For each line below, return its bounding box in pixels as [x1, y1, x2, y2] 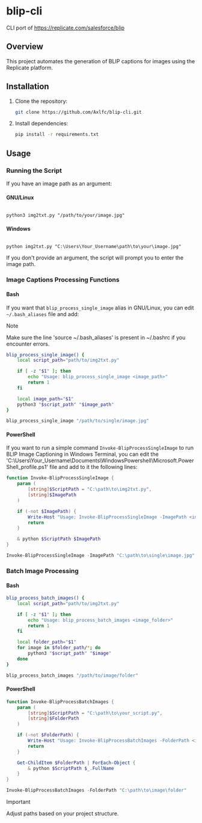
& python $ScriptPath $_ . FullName [28, 765, 114, 771]
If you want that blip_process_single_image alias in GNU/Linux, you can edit [6, 304, 194, 311]
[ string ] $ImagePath [28, 492, 77, 498]
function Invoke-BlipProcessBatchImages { [6, 698, 114, 705]
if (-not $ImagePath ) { [17, 508, 77, 514]
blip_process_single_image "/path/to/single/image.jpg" [6, 418, 149, 424]
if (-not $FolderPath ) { [17, 732, 79, 738]
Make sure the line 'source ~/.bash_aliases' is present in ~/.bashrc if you [6, 334, 186, 341]
